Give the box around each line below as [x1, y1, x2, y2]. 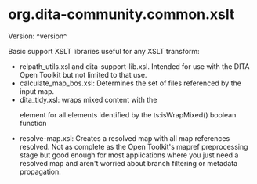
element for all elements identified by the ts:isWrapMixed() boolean [19, 110, 237, 119]
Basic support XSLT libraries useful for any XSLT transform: [8, 46, 200, 56]
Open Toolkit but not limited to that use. [19, 70, 147, 79]
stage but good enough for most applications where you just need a [19, 150, 239, 160]
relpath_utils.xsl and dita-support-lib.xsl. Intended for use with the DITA [19, 61, 250, 71]
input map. [19, 86, 55, 96]
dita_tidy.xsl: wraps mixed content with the [19, 95, 157, 104]
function [19, 118, 47, 128]
